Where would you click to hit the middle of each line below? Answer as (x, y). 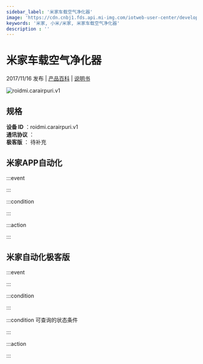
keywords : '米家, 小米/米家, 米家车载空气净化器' (63, 23)
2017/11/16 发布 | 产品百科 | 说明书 (48, 79)
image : (14, 18)
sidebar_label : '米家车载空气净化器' (50, 12)
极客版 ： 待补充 (26, 142)
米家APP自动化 (34, 163)
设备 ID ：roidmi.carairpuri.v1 (42, 127)
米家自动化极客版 (38, 257)
